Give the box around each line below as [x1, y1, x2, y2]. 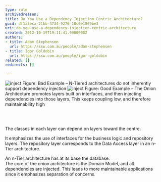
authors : [5, 35, 23, 40]
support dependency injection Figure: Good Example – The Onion [5, 86, 156, 91]
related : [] [5, 58, 30, 63]
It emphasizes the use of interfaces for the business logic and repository [5, 136, 154, 141]
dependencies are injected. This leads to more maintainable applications [5, 166, 153, 172]
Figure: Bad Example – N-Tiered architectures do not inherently [22, 80, 151, 87]
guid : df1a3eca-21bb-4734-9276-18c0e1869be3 [5, 21, 99, 26]
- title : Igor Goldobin [5, 48, 54, 53]
